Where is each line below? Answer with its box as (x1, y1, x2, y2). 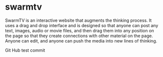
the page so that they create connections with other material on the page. (5, 33, 153, 39)
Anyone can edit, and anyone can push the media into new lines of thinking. (5, 38, 158, 43)
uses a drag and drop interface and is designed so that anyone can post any (5, 22, 159, 28)
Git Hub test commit (5, 47, 45, 53)
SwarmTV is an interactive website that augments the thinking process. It (5, 17, 152, 23)
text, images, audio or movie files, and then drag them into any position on (5, 28, 155, 33)
